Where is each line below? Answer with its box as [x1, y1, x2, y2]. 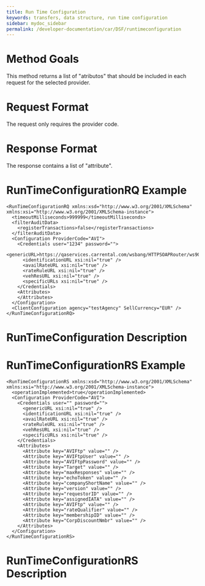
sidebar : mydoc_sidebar [6, 20, 67, 26]
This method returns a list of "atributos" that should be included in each [6, 73, 187, 80]
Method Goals [6, 52, 79, 66]
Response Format [6, 142, 98, 156]
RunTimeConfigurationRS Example [6, 358, 186, 372]
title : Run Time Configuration [6, 9, 86, 15]
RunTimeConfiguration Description [6, 331, 187, 345]
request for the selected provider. [6, 79, 90, 86]
